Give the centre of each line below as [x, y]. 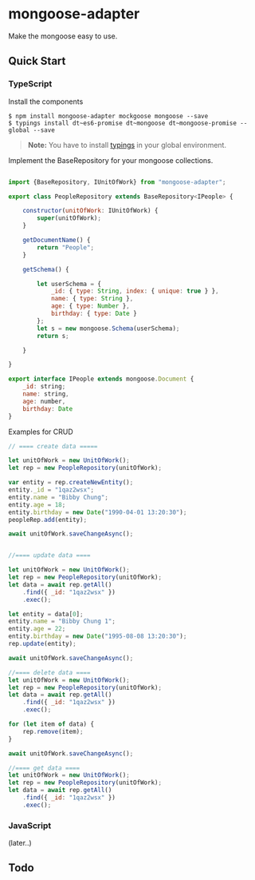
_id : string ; [44, 387]
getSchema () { [46, 269]
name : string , [46, 394]
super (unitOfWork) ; [69, 218]
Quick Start [37, 61]
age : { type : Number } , [90, 306]
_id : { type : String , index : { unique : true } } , [135, 291]
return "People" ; [65, 247]
